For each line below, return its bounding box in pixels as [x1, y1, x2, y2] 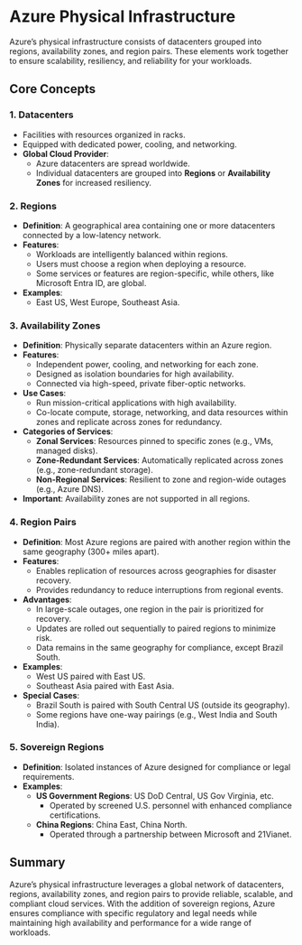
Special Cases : [22, 690, 79, 700]
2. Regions [9, 199, 57, 212]
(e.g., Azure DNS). [35, 484, 104, 495]
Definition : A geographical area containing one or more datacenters [22, 219, 276, 231]
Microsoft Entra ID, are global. [35, 277, 147, 288]
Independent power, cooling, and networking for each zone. [35, 359, 259, 370]
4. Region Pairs [9, 516, 77, 529]
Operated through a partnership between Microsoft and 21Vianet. [49, 829, 292, 839]
